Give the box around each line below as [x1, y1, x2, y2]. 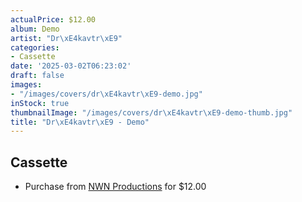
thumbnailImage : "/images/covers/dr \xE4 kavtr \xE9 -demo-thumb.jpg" [10, 107, 293, 118]
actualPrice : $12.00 [10, 14, 97, 25]
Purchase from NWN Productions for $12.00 [24, 181, 207, 193]
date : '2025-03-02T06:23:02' [10, 61, 132, 71]
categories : [10, 42, 60, 53]
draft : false [10, 71, 65, 81]
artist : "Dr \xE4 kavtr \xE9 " [10, 33, 123, 43]
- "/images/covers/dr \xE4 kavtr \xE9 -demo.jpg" [10, 89, 203, 99]
